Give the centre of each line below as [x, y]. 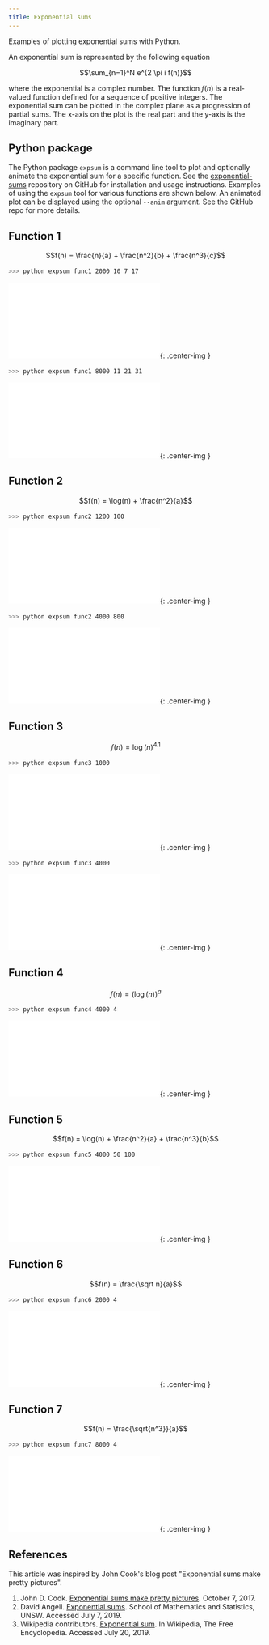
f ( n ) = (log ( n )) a [136, 993]
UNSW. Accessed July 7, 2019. [71, 1615]
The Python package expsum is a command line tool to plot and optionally [129, 168]
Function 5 [36, 1119]
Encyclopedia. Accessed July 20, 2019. [85, 1632]
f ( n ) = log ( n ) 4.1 [136, 746]
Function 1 [35, 236]
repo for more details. [44, 210]
